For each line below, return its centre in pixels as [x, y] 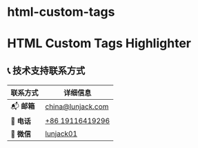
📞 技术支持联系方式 [46, 71]
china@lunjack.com [77, 107]
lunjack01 [61, 134]
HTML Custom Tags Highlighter [99, 44]
